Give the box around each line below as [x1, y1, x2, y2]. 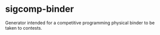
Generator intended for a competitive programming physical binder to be [5, 20, 155, 26]
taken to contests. [5, 25, 42, 31]
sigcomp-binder [5, 3, 74, 15]
